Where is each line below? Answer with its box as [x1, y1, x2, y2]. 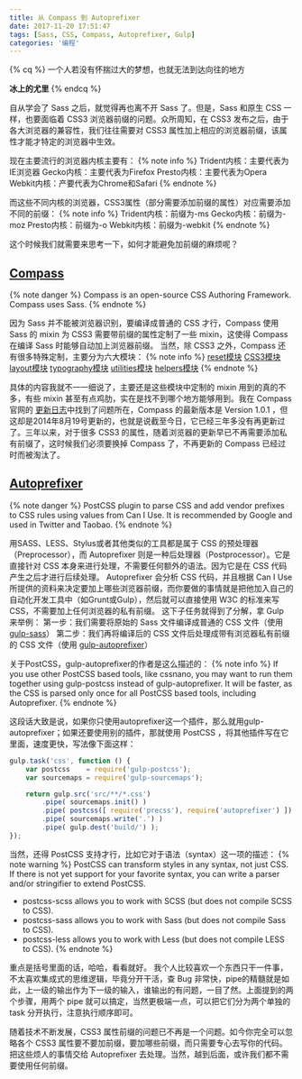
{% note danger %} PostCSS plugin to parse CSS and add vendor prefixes [9, 499, 286, 510]
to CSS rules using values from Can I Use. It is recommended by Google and [9, 509, 293, 520]
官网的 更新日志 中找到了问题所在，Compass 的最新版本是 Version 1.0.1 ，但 [9, 405, 288, 416]
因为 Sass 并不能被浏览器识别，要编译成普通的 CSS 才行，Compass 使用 [9, 317, 279, 329]
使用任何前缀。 [16, 1060, 73, 1071]
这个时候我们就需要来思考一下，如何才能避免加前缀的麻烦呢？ [9, 239, 239, 250]
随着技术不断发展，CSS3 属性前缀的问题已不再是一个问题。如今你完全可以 [9, 1026, 286, 1037]
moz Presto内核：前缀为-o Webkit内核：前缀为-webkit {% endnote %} [9, 220, 270, 231]
